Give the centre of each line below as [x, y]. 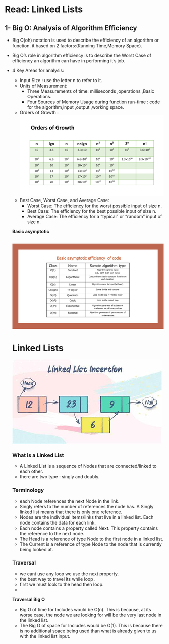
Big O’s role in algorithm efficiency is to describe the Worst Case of [82, 55]
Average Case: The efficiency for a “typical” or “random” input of [95, 216]
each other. [31, 471]
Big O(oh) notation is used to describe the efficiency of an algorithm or [86, 40]
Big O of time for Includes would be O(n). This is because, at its [85, 610]
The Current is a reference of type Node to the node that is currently [91, 544]
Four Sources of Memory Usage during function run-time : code [94, 102]
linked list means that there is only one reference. [71, 512]
